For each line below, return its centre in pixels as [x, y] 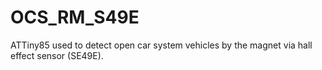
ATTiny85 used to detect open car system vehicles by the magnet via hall [161, 45]
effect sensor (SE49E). [57, 55]
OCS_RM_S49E [75, 17]
